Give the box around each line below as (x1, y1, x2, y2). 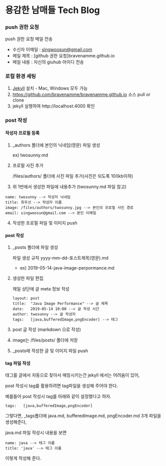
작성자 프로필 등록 (5, 130, 40, 136)
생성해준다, (5, 419, 27, 425)
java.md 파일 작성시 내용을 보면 (5, 429, 67, 435)
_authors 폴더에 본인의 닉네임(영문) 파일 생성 (12, 142, 100, 148)
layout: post (12, 296, 40, 301)
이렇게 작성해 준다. (5, 455, 41, 461)
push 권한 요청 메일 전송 (5, 36, 53, 42)
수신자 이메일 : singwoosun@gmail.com (12, 46, 92, 52)
